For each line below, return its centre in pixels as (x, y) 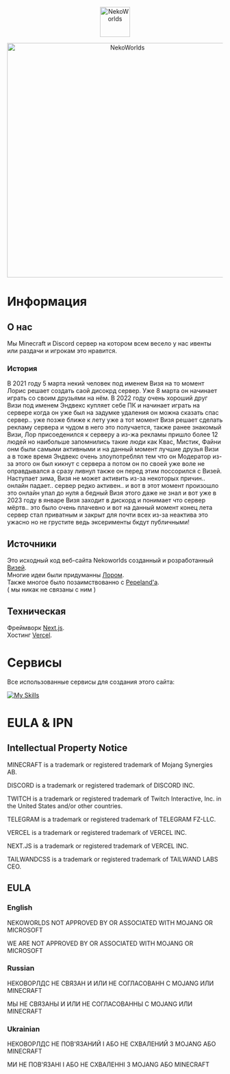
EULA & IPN (40, 723)
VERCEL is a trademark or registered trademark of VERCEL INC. (97, 832)
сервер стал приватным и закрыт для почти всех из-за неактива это (108, 515)
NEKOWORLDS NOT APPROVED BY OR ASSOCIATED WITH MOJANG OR (110, 922)
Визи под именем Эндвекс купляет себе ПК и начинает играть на (103, 405)
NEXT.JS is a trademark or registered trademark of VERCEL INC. (98, 846)
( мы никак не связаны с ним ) (52, 590)
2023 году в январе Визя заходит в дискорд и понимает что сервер (106, 500)
